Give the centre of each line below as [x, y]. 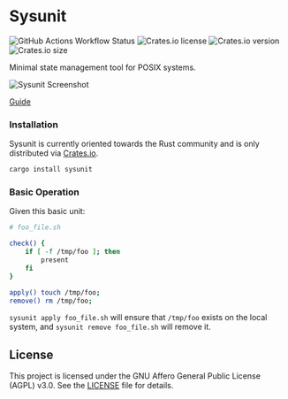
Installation [34, 124]
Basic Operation [44, 192]
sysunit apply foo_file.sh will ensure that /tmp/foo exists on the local [138, 318]
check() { [27, 244]
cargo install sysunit [51, 170]
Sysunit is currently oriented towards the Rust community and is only [135, 144]
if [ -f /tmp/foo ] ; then [73, 252]
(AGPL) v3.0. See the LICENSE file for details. [91, 386]
